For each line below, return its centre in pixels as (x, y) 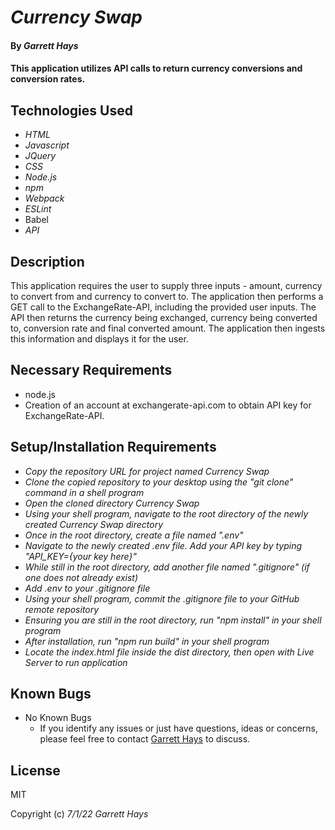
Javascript (47, 145)
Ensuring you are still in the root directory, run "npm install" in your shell (173, 620)
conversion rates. (48, 79)
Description (47, 261)
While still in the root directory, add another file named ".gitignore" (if (167, 567)
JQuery (40, 156)
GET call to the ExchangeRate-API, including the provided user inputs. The (163, 307)
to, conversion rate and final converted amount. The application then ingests (168, 328)
